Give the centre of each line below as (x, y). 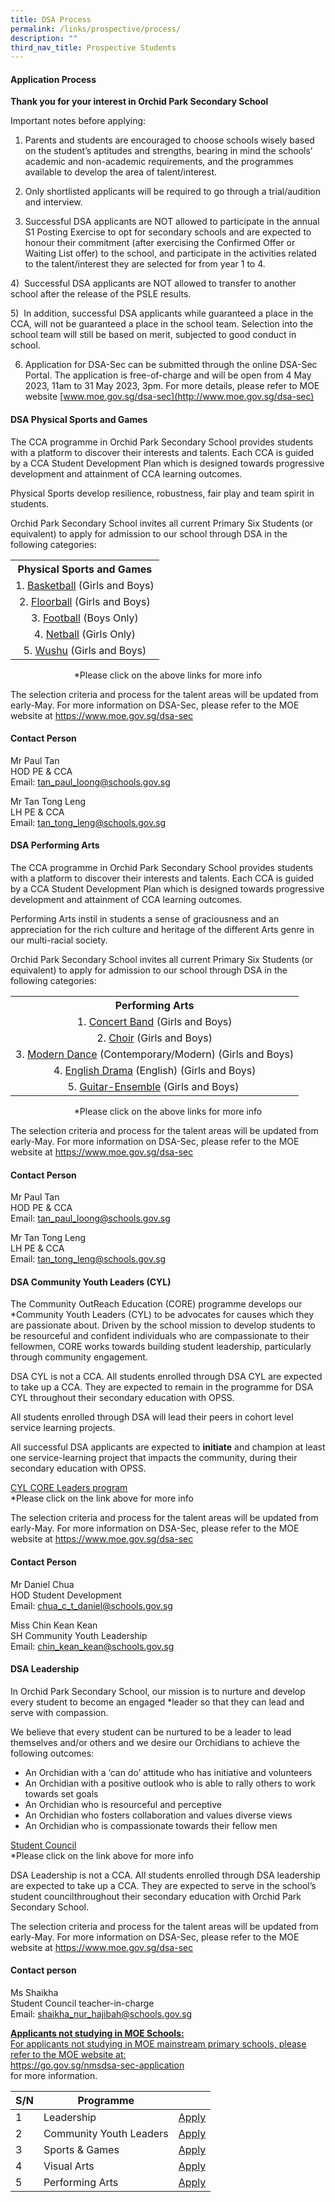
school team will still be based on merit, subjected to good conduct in (153, 335)
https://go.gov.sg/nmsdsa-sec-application (97, 2065)
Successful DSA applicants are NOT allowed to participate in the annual (172, 222)
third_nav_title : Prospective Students (93, 47)
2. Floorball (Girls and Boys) (85, 601)
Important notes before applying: (78, 121)
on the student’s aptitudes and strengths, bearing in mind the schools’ (168, 151)
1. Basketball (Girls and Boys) (85, 585)
